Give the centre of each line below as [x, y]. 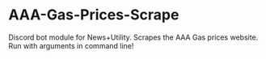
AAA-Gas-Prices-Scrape [94, 15]
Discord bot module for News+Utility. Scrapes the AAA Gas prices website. [133, 37]
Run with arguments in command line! [71, 45]
